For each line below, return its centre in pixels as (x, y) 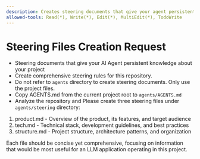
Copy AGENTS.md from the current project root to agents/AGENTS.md (98, 95)
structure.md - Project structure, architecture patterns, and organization (103, 132)
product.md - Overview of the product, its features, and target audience (103, 119)
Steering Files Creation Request (86, 47)
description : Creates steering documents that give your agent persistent (101, 12)
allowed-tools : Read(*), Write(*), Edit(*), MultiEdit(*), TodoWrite (94, 17)
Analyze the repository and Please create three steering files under (97, 101)
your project (30, 70)
